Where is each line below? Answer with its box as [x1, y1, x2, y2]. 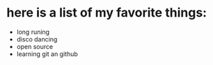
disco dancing [16, 35, 58, 43]
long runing [16, 28, 50, 36]
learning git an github [16, 50, 78, 58]
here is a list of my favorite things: [6, 5, 207, 21]
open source [16, 42, 54, 50]
